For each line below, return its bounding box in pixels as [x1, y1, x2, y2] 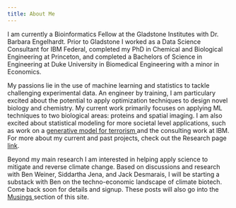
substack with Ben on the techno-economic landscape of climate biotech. [7, 178, 223, 186]
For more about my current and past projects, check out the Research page [7, 134, 228, 142]
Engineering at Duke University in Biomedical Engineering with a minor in [7, 59, 220, 68]
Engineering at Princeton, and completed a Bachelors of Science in [7, 52, 203, 61]
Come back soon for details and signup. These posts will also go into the [7, 185, 219, 193]
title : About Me [7, 10, 55, 18]
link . [7, 141, 20, 149]
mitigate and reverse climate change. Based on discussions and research [7, 162, 220, 171]
